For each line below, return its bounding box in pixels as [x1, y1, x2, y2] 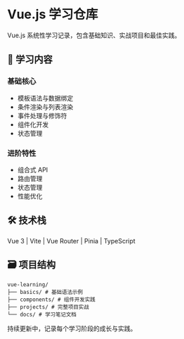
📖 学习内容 [7, 53, 53, 65]
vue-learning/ [7, 281, 49, 288]
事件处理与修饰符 [17, 111, 67, 120]
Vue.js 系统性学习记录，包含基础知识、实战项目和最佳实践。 [7, 31, 181, 39]
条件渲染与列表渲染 [17, 103, 74, 111]
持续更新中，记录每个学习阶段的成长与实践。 [7, 324, 137, 333]
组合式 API [17, 165, 48, 174]
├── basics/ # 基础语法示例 [7, 288, 83, 295]
